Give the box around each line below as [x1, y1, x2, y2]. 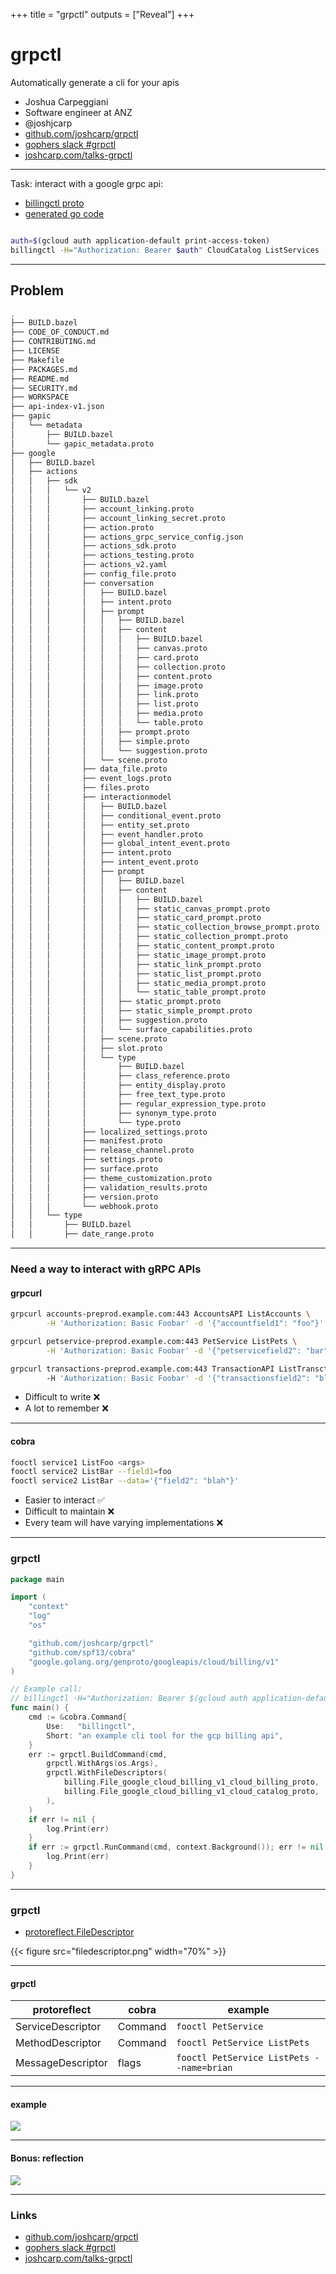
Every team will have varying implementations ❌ [24, 1517, 224, 1529]
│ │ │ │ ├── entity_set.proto [10, 820, 190, 830]
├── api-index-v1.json [10, 402, 105, 412]
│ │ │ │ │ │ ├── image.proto [10, 680, 203, 691]
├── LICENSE [10, 346, 60, 356]
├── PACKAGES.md [10, 364, 78, 374]
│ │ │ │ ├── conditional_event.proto [10, 810, 222, 821]
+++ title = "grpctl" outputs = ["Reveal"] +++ [10, 9, 195, 20]
